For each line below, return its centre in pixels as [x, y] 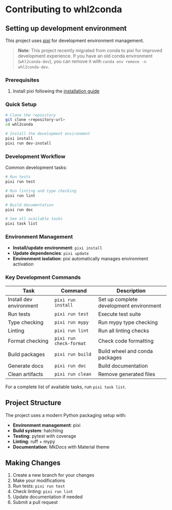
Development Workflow [35, 156]
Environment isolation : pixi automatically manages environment [80, 259]
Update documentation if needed [48, 497]
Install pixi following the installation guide [56, 91]
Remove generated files [127, 374]
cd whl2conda [19, 125]
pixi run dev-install [28, 143]
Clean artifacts [26, 374]
